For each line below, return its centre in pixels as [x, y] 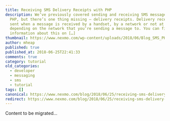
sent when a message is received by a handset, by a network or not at [87, 24]
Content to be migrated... [31, 113]
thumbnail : [17, 38]
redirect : [16, 99]
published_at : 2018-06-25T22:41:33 [43, 52]
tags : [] [14, 89]
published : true [22, 47]
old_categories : [22, 66]
